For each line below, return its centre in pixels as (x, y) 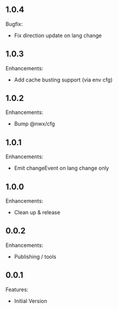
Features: (17, 290)
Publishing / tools (35, 256)
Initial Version (31, 301)
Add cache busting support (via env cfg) (63, 80)
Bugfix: (14, 24)
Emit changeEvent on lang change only (62, 168)
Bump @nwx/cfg (35, 124)
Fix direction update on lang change (58, 35)
